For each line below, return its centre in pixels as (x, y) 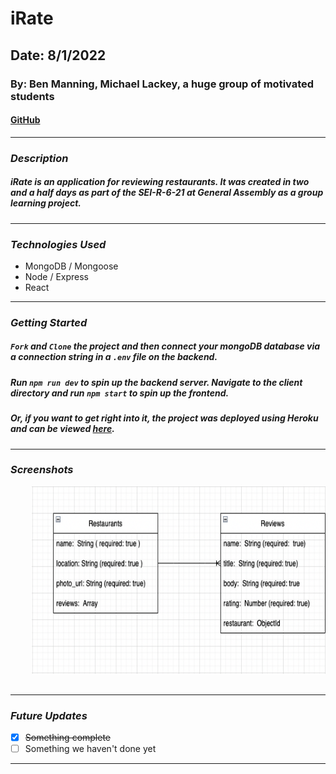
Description (39, 158)
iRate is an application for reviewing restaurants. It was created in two (160, 182)
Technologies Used (58, 244)
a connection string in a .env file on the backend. (114, 357)
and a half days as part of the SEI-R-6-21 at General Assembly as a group (167, 193)
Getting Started (49, 322)
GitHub (25, 120)
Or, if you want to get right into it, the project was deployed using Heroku (164, 418)
